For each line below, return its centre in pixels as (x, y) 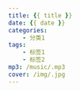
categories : (28, 30)
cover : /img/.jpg (37, 74)
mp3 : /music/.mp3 (37, 67)
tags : (17, 45)
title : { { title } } (40, 15)
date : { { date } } (37, 23)
